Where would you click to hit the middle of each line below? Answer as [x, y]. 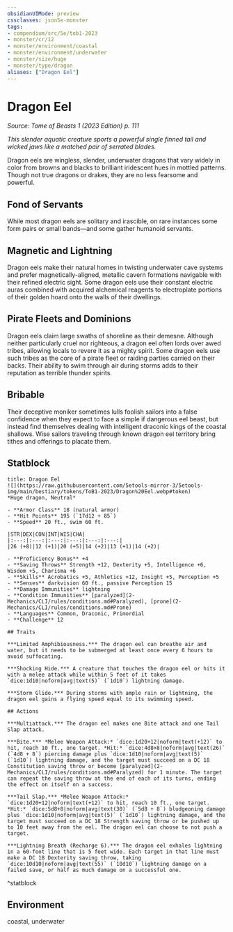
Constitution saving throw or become [62, 766]
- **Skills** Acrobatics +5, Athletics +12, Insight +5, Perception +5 [113, 577]
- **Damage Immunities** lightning [59, 589]
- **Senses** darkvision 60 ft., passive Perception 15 [90, 583]
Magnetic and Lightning [60, 251]
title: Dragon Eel [34, 479]
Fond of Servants [45, 204]
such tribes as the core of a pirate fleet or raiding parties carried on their [111, 358]
